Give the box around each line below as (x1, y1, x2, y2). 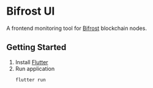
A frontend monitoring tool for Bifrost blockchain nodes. (6, 24, 147, 32)
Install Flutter (15, 58, 48, 65)
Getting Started (6, 42, 67, 53)
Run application (15, 65, 55, 72)
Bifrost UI (6, 4, 55, 18)
